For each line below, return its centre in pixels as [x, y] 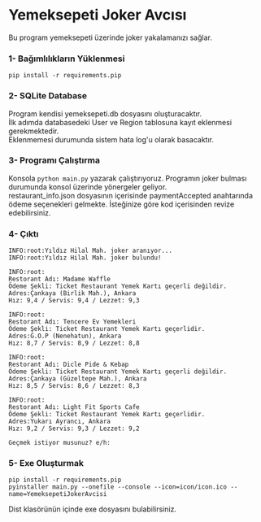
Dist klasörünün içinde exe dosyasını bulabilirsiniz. [93, 509]
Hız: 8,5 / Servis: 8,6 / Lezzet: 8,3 [74, 386]
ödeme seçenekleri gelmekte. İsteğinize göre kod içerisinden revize [122, 204]
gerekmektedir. [34, 131]
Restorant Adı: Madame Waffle [60, 279]
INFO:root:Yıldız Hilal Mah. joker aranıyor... [91, 251]
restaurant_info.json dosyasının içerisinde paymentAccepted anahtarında [131, 195]
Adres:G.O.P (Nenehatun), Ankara [65, 336]
